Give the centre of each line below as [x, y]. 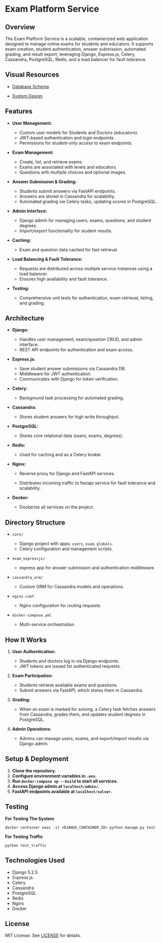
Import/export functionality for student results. [66, 231]
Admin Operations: [32, 729]
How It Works [26, 640]
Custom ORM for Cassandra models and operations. [72, 587]
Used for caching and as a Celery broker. [61, 455]
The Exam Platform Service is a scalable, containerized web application [77, 39]
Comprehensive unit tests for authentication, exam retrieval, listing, [87, 298]
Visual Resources [32, 75]
